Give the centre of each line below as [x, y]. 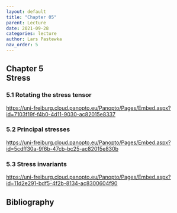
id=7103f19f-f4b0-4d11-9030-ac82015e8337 [61, 114]
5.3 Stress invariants [36, 164]
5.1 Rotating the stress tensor [49, 95]
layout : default [26, 12]
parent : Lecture [26, 23]
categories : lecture [32, 34]
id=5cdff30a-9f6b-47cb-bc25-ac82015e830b [62, 148]
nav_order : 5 [22, 45]
